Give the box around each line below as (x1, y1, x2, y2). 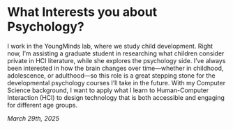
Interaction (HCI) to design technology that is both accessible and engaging (7, 93, 225, 101)
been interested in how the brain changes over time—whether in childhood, (7, 64, 224, 72)
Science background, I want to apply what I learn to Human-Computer (7, 86, 209, 94)
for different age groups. (7, 101, 78, 109)
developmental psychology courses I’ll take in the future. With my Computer (7, 78, 225, 87)
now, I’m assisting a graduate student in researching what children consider (7, 49, 225, 58)
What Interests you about (7, 4, 158, 20)
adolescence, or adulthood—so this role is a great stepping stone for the (7, 71, 216, 80)
